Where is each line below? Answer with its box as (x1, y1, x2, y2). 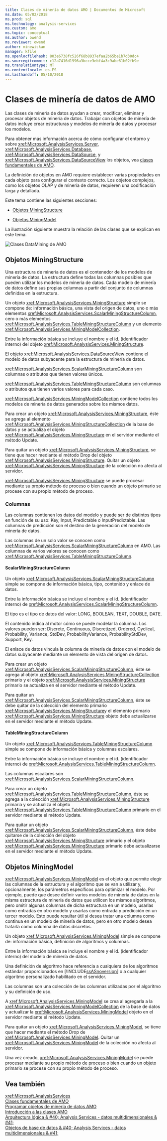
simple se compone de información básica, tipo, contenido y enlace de (5, 581, 151, 587)
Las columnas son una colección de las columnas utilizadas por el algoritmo (5, 984, 161, 990)
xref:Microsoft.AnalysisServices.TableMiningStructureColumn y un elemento (5, 321, 162, 327)
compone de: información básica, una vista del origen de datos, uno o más (5, 305, 159, 311)
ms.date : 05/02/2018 (5, 12, 48, 17)
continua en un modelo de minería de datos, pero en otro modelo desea (5, 918, 152, 924)
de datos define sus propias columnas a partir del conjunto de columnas (5, 285, 153, 290)
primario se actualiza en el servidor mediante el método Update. (5, 682, 137, 688)
